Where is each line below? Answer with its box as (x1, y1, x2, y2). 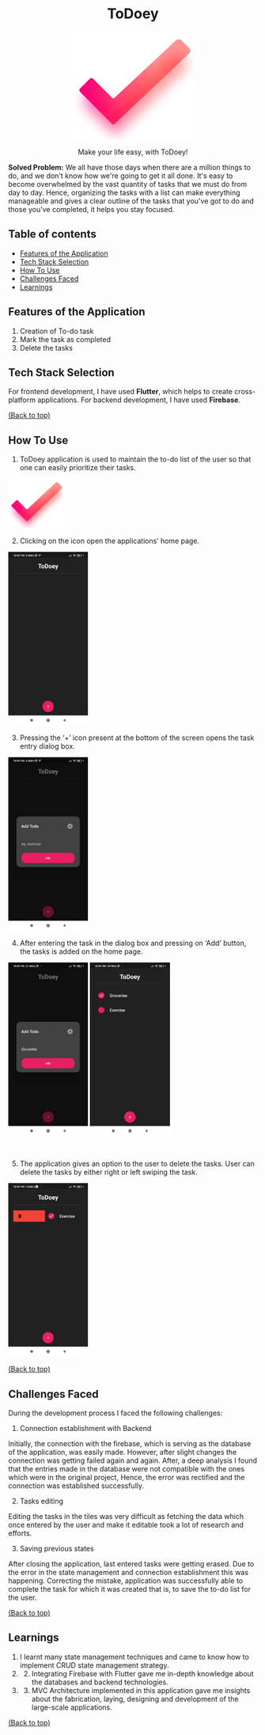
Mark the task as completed (19, 334, 112, 344)
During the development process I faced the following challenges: (8, 1408, 223, 1418)
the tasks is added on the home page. (19, 947, 144, 956)
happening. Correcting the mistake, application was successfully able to (8, 1576, 244, 1585)
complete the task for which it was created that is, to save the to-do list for (8, 1585, 252, 1593)
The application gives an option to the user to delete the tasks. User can (19, 1159, 255, 1168)
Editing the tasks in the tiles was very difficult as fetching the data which (8, 1512, 244, 1520)
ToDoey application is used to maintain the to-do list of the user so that (19, 454, 252, 464)
